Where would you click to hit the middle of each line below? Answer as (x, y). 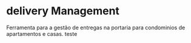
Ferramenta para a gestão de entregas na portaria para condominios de (96, 27)
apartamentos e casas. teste (42, 33)
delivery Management (63, 11)
